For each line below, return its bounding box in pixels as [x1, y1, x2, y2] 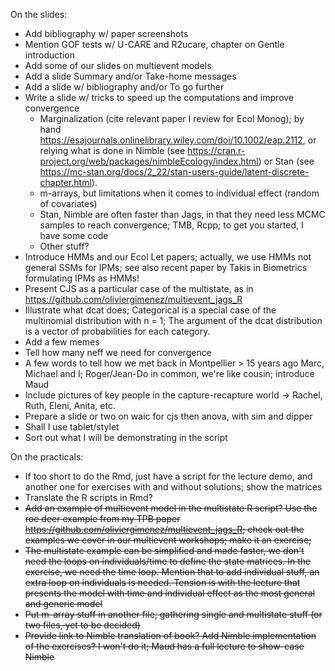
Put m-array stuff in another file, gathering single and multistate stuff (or [24, 609, 323, 620]
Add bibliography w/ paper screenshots [24, 28, 189, 39]
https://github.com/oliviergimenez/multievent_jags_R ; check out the [24, 524, 305, 535]
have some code [39, 230, 109, 241]
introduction [24, 49, 75, 61]
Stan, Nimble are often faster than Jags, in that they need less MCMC [39, 209, 326, 220]
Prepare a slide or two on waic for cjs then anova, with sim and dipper [24, 410, 313, 422]
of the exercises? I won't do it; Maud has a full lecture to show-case [24, 640, 305, 652]
